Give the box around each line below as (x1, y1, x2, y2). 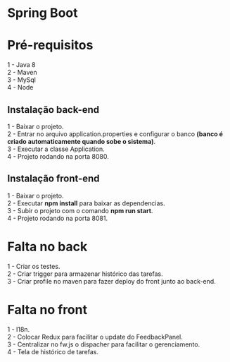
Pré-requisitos (7, 37, 94, 54)
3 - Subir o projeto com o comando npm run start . (7, 206, 153, 215)
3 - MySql (7, 76, 37, 84)
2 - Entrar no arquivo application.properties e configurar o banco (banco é (7, 129, 224, 138)
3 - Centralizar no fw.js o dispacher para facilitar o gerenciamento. (7, 340, 200, 349)
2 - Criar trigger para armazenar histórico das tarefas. (7, 270, 163, 278)
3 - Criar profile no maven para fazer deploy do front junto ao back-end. (7, 277, 216, 285)
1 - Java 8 (7, 61, 36, 69)
